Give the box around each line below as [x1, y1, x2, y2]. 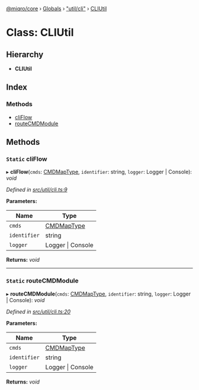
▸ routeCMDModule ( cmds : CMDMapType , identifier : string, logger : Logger [6, 290, 191, 297]
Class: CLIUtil [6, 26, 74, 39]
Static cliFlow [6, 155, 47, 163]
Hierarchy [6, 49, 44, 59]
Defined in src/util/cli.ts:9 [6, 186, 68, 194]
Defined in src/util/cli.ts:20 [6, 308, 71, 315]
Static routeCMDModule [6, 277, 79, 285]
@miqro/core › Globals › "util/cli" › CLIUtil [6, 5, 107, 12]
